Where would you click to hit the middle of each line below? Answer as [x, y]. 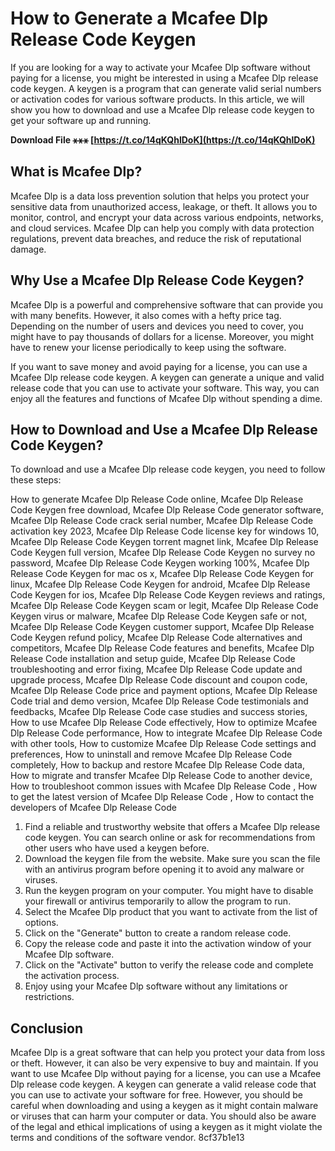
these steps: [36, 480]
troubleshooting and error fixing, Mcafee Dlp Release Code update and [156, 669]
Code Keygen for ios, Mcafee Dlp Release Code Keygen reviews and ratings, [168, 595]
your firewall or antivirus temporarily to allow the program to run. [158, 901]
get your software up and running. [81, 120]
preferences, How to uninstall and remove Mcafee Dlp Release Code [151, 754]
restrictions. [49, 997]
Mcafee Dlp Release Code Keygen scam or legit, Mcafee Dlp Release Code [164, 606]
